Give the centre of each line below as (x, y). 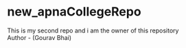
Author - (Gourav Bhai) (39, 37)
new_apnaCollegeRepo (74, 12)
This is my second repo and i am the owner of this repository (93, 30)
